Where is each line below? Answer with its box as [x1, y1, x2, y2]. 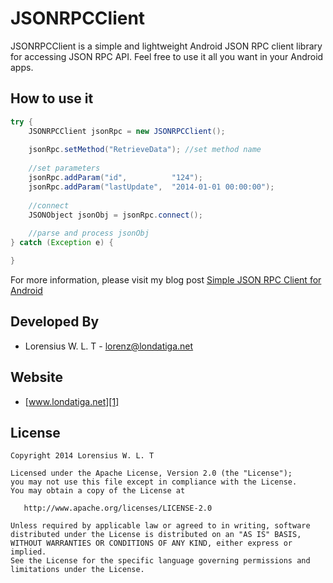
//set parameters [28, 163, 101, 174]
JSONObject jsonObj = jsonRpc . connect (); [28, 210, 203, 220]
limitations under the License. [10, 565, 145, 575]
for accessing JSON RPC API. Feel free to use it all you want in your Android [10, 50, 324, 62]
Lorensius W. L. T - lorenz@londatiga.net [24, 340, 194, 352]
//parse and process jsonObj [28, 228, 150, 239]
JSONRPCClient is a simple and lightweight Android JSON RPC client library [10, 40, 323, 52]
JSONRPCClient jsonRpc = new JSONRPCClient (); [28, 126, 226, 136]
